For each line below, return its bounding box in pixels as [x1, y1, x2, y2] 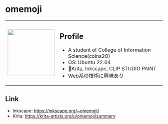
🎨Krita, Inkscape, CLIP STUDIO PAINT [68, 65, 156, 72]
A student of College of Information [68, 46, 151, 53]
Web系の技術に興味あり [68, 72, 124, 79]
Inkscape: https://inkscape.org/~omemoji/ [12, 108, 99, 114]
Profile [59, 31, 84, 41]
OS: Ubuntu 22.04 [68, 59, 111, 66]
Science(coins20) [68, 53, 110, 60]
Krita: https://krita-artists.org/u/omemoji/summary [12, 113, 116, 119]
